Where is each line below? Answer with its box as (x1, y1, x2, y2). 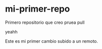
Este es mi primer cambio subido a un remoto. (5, 38, 98, 44)
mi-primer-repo (5, 3, 70, 15)
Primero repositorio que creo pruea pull (5, 19, 85, 25)
